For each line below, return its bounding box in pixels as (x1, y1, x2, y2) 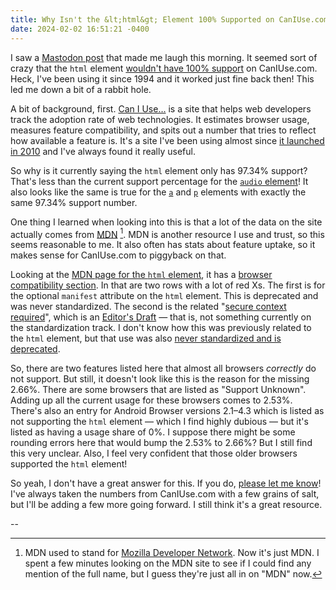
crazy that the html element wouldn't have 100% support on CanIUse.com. (10, 62, 318, 74)
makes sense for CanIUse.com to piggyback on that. (10, 249, 227, 261)
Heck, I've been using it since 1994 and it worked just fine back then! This (10, 72, 315, 85)
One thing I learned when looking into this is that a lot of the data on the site (10, 216, 323, 228)
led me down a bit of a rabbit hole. (10, 83, 152, 95)
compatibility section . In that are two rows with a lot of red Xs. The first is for (10, 279, 326, 291)
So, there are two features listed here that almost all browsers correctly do (10, 362, 317, 375)
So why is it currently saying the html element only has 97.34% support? (10, 164, 308, 176)
